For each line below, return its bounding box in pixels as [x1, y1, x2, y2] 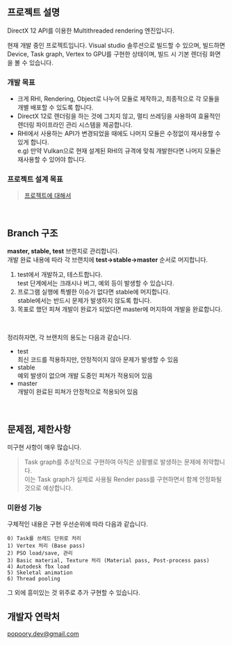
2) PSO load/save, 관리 [7, 550, 73, 557]
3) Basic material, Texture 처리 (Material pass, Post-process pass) [7, 558, 210, 564]
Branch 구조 [7, 227, 58, 239]
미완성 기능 [7, 503, 42, 512]
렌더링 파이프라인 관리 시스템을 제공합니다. [17, 121, 133, 129]
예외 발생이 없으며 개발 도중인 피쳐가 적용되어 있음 [17, 371, 153, 380]
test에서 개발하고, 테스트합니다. [17, 270, 103, 279]
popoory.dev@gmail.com [7, 630, 80, 638]
